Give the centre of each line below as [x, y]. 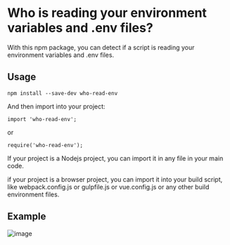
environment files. [33, 194]
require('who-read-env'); [45, 145]
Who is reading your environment [107, 13]
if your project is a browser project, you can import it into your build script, [115, 179]
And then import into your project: [56, 106]
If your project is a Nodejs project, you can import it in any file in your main [115, 158]
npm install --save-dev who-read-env [63, 93]
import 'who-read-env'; [42, 119]
